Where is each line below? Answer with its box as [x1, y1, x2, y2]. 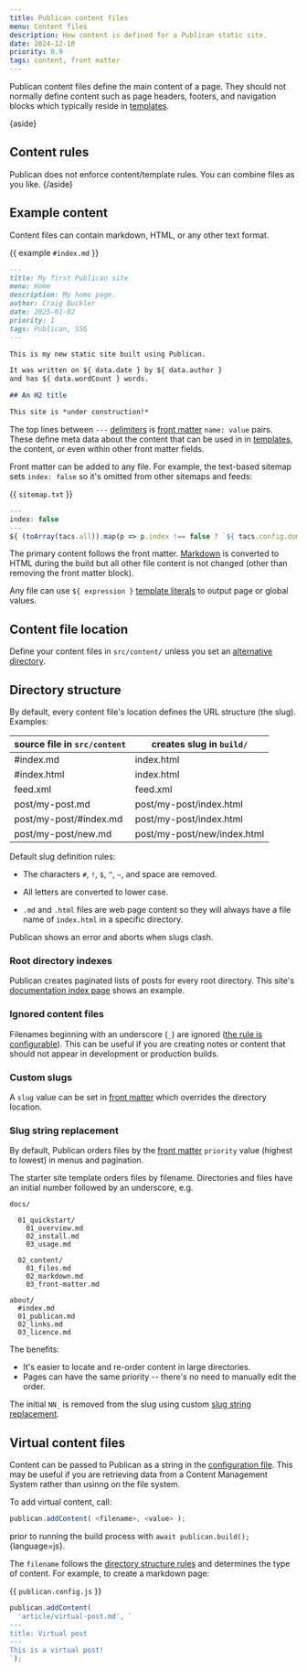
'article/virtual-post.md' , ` [17, 1612, 132, 1621]
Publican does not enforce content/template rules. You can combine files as [9, 168, 295, 179]
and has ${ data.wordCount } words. [9, 374, 149, 384]
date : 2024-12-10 [9, 38, 76, 48]
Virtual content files [9, 1435, 126, 1451]
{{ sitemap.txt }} [9, 488, 73, 499]
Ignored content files [9, 1008, 105, 1021]
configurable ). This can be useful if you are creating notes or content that [9, 1038, 286, 1049]
